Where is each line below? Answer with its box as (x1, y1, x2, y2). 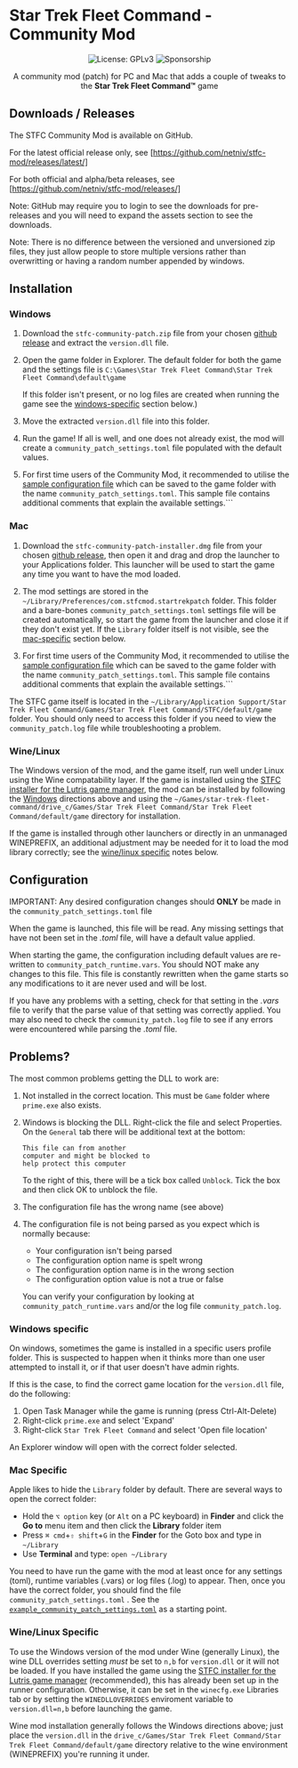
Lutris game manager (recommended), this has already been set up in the (9, 1675, 279, 1685)
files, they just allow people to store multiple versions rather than (9, 246, 246, 256)
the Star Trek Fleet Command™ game (80, 80, 219, 91)
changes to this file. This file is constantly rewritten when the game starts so (9, 968, 289, 979)
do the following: (9, 1388, 71, 1399)
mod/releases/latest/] (9, 157, 88, 167)
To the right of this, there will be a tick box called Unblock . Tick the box (21, 1175, 281, 1185)
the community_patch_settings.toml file (9, 905, 153, 916)
